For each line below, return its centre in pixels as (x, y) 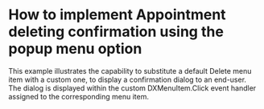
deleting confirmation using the (116, 32)
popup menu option (75, 49)
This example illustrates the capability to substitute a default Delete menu (130, 71)
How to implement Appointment (118, 15)
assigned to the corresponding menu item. (78, 96)
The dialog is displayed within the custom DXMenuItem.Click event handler (132, 88)
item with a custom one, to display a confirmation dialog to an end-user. (128, 79)
